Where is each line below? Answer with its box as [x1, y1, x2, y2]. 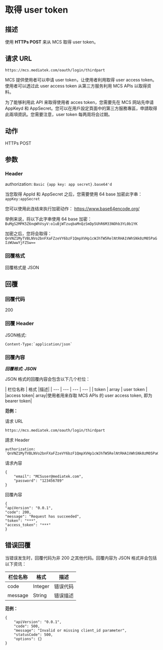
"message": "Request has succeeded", [5, 514, 81, 519]
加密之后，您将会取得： [5, 231, 52, 237]
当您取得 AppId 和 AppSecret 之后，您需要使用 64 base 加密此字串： [5, 191, 143, 197]
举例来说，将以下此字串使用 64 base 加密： [5, 216, 92, 222]
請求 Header [5, 437, 30, 443]
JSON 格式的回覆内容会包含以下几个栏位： [5, 376, 91, 382]
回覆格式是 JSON [5, 264, 40, 270]
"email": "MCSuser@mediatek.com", [14, 474, 83, 479]
